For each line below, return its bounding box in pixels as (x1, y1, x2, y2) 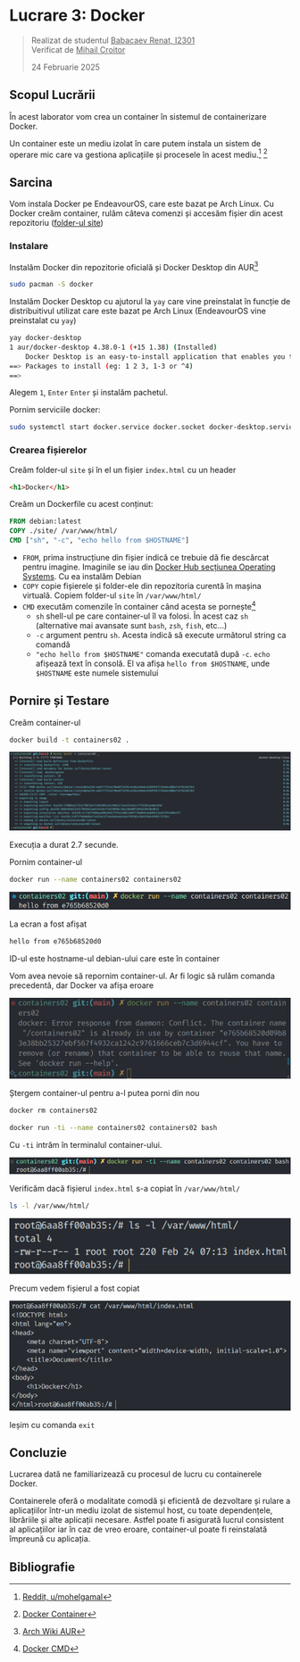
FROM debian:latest (9, 517, 82, 527)
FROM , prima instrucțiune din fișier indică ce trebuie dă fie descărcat (21, 553, 270, 563)
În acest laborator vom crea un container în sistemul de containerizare (9, 111, 267, 121)
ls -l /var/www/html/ (9, 1201, 90, 1210)
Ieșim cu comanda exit (9, 1419, 96, 1430)
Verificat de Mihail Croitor (30, 44, 126, 54)
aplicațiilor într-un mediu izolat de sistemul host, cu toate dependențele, (9, 1505, 273, 1516)
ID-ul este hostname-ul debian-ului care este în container (9, 953, 221, 964)
